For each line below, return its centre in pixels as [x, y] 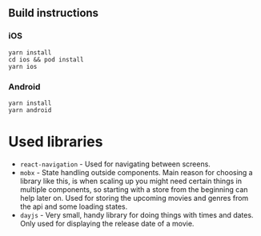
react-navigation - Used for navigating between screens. [115, 164]
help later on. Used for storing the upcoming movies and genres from [134, 198]
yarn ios [23, 66]
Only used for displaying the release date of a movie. [107, 223]
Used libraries [56, 142]
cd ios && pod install [46, 59]
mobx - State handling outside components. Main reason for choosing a [137, 172]
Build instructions [53, 13]
